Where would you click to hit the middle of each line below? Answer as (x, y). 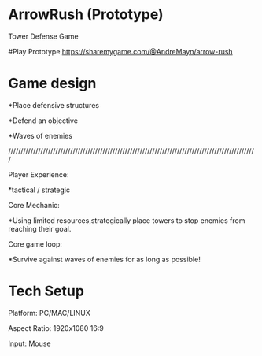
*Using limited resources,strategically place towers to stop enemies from (127, 220)
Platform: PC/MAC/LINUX (49, 313)
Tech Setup (46, 291)
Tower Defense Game (43, 36)
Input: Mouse (30, 343)
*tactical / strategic (39, 190)
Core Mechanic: (34, 205)
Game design (52, 83)
